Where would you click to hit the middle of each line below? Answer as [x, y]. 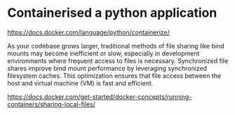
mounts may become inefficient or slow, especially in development [103, 53]
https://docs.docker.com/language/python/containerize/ [89, 32]
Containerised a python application [112, 13]
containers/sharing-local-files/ [52, 104]
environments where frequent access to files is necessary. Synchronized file [118, 60]
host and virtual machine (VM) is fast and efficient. [80, 83]
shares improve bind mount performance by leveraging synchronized [107, 68]
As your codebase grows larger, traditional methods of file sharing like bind [116, 46]
